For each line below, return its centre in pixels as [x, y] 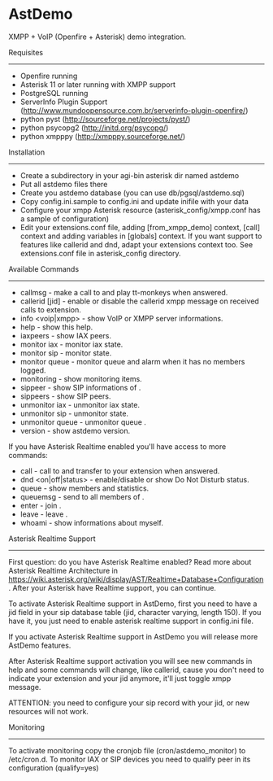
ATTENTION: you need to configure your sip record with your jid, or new [129, 702]
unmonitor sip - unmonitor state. [74, 413]
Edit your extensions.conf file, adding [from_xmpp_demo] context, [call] [140, 227]
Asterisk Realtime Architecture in [63, 570]
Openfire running [49, 76]
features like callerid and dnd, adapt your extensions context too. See [136, 244]
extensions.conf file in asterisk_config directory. [100, 253]
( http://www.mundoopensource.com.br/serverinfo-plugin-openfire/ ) [134, 110]
